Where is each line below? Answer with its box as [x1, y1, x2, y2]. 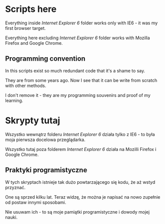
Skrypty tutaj [5, 115, 60, 126]
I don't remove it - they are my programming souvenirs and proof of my [5, 92, 151, 98]
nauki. [5, 214, 18, 220]
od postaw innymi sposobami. [5, 199, 66, 205]
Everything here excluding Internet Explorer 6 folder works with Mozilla [5, 35, 150, 41]
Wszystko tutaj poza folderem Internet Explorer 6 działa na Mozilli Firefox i [5, 146, 157, 152]
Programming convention [5, 55, 86, 63]
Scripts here [5, 3, 57, 15]
